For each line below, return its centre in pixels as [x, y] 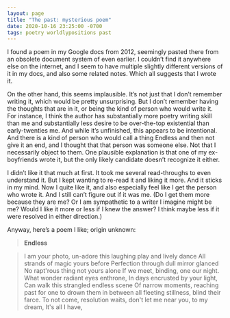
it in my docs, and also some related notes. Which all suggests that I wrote [112, 74]
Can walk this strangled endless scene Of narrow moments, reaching [121, 285]
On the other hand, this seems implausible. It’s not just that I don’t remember [115, 94]
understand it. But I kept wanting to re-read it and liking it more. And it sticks [115, 180]
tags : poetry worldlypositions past [59, 32]
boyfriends [23, 160]
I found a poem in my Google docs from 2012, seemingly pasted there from [113, 52]
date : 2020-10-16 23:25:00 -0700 [55, 26]
